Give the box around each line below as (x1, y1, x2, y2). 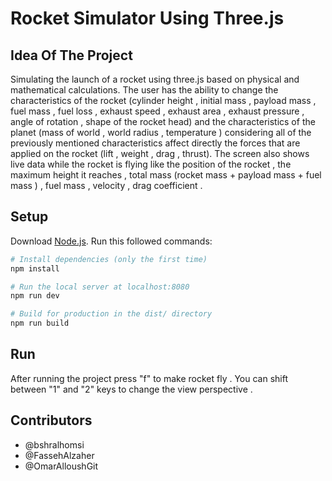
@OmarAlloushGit (24, 460, 99, 472)
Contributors (10, 412, 93, 429)
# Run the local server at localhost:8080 (10, 282, 190, 292)
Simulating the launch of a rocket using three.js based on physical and (10, 73, 300, 85)
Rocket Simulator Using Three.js (10, 7, 285, 30)
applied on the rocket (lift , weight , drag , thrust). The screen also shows (10, 148, 310, 159)
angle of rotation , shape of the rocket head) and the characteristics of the (10, 116, 316, 127)
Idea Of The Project (10, 47, 133, 64)
